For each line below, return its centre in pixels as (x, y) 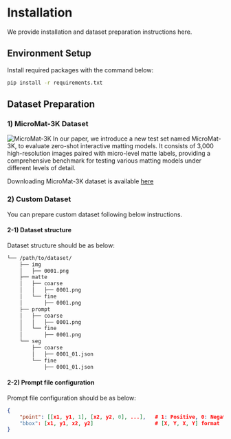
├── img (30, 264)
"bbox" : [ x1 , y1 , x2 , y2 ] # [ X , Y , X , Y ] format (120, 423)
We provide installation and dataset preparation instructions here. (100, 32)
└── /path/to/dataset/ (40, 258)
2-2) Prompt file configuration (51, 382)
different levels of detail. (41, 168)
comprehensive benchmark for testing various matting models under (104, 161)
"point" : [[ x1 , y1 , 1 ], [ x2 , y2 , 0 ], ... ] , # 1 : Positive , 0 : (113, 417)
